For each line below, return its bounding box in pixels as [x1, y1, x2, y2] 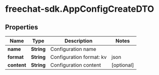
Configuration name [50, 46, 97, 52]
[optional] [111, 62, 134, 68]
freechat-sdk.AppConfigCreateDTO [5, 3, 155, 15]
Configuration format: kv [50, 54, 107, 60]
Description [64, 38, 93, 44]
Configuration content [50, 62, 102, 68]
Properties [5, 23, 38, 31]
